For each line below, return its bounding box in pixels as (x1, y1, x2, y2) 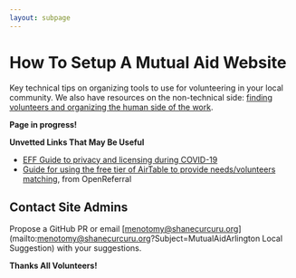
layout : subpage (9, 13, 71, 23)
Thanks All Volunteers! (9, 260, 98, 272)
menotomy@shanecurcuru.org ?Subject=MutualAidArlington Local (37, 233, 283, 244)
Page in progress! (9, 119, 78, 129)
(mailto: (9, 233, 38, 244)
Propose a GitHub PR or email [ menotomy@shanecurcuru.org (9, 224, 239, 235)
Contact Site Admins (9, 199, 129, 215)
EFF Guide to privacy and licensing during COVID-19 (22, 154, 218, 165)
